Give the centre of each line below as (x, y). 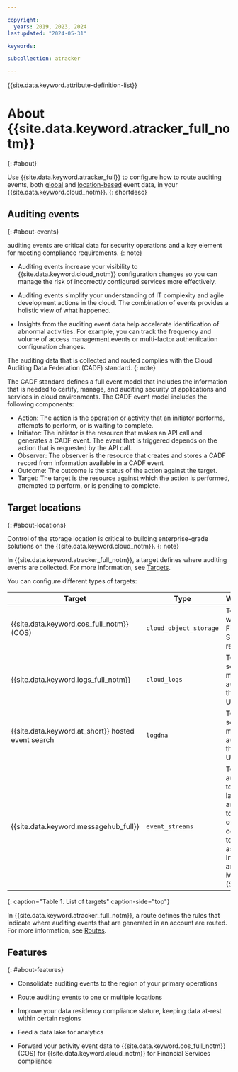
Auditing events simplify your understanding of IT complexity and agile (121, 295)
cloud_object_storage (183, 628)
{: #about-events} (33, 232)
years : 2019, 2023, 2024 (50, 27)
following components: (41, 404)
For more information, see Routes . (57, 930)
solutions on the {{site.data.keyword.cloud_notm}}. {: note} (93, 546)
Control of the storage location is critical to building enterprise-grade (108, 538)
